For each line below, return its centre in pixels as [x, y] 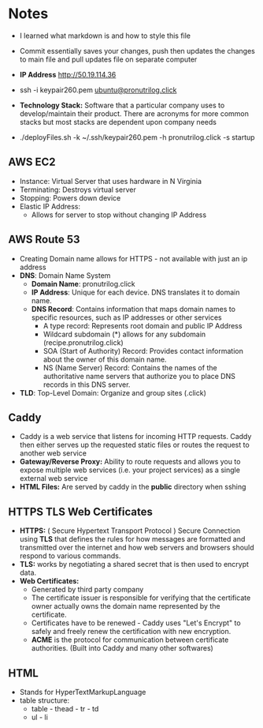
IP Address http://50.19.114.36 [68, 74]
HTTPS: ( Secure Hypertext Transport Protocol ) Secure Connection [130, 531]
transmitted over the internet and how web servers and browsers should [137, 548]
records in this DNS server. [87, 385]
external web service [54, 478]
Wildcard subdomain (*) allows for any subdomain [124, 334]
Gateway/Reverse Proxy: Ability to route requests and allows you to [130, 462]
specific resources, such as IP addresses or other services [126, 317]
